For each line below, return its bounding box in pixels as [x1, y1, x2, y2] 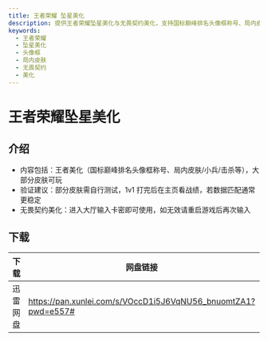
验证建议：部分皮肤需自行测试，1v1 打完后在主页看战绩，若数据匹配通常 [19, 184, 255, 194]
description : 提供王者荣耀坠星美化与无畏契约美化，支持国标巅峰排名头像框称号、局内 [8, 19, 257, 27]
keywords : [8, 26, 41, 34]
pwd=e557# [28, 306, 76, 317]
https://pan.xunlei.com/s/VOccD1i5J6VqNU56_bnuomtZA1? [28, 296, 255, 307]
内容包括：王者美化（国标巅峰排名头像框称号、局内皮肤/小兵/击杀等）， [19, 165, 253, 174]
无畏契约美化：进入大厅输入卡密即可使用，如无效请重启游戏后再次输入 [19, 204, 251, 214]
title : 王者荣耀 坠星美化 [8, 11, 85, 20]
